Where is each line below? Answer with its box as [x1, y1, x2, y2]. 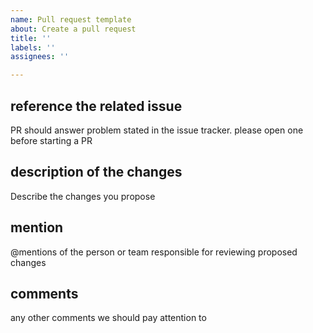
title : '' [10, 33, 52, 43]
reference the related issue [10, 97, 183, 115]
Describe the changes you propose [10, 190, 156, 202]
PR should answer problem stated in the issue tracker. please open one [10, 124, 304, 136]
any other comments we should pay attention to [10, 312, 207, 324]
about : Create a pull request [10, 24, 137, 34]
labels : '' [10, 42, 56, 53]
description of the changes [10, 164, 183, 181]
